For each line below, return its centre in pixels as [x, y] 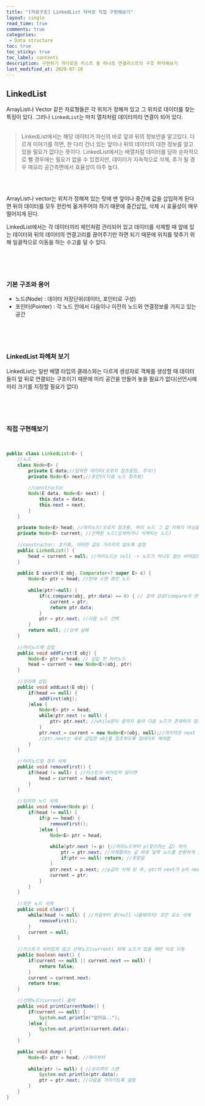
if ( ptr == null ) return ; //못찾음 [103, 858]
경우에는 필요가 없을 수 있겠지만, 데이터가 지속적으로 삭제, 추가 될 [112, 159]
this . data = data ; [62, 499]
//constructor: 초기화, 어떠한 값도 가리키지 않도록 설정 [81, 545]
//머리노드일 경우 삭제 [41, 761]
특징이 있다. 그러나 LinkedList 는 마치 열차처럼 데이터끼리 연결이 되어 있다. [95, 117]
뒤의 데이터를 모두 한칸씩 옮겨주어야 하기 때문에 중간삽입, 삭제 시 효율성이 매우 [105, 206]
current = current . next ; [60, 978]
